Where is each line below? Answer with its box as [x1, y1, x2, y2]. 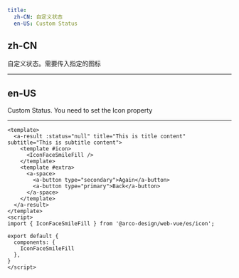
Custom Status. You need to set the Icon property [7, 106, 153, 115]
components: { [14, 239, 55, 246]
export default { [7, 232, 59, 240]
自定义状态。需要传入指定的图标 [7, 59, 101, 68]
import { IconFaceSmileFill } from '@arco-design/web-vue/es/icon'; [7, 220, 215, 227]
